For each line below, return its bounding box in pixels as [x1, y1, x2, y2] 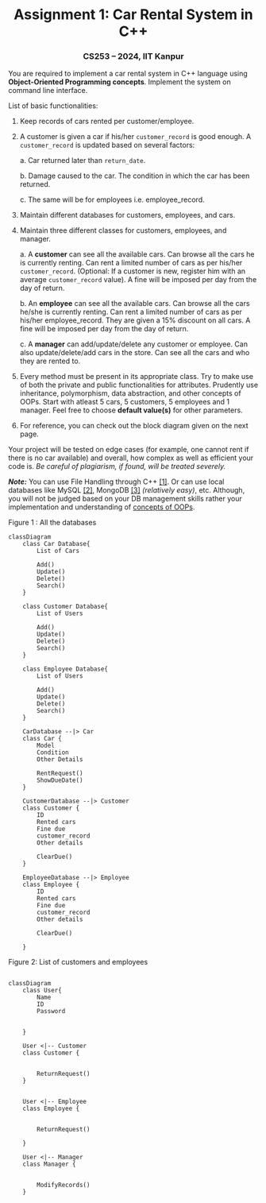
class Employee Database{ [22, 665, 109, 673]
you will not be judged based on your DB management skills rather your [8, 494, 242, 504]
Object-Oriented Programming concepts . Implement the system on [8, 77, 232, 87]
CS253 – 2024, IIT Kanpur [83, 51, 184, 62]
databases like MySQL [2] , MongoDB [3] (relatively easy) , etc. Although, [8, 485, 245, 495]
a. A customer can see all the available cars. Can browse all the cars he [19, 249, 255, 259]
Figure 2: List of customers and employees [8, 957, 148, 967]
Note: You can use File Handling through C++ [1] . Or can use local [8, 477, 225, 486]
